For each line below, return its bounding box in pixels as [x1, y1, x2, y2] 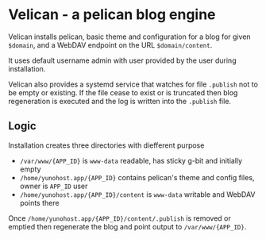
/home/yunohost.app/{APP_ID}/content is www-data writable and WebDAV [19, 189, 256, 199]
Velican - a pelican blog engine [8, 6, 216, 24]
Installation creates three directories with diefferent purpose [8, 141, 205, 150]
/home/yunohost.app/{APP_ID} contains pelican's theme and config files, [19, 172, 255, 182]
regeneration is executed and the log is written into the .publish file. [8, 96, 232, 106]
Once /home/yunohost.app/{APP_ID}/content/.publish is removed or [8, 213, 232, 223]
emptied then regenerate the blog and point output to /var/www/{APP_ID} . [8, 222, 247, 231]
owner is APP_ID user [19, 181, 88, 191]
